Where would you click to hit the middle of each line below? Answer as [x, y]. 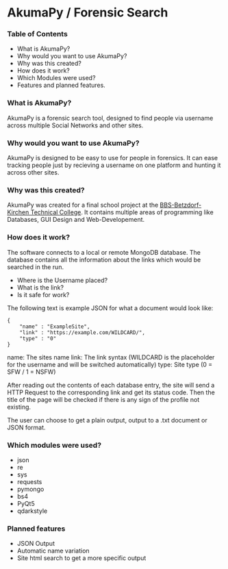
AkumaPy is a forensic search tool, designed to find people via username [110, 118]
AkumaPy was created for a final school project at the [83, 205]
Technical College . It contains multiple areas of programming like [122, 212]
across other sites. [33, 173]
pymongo [30, 489]
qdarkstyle [32, 511]
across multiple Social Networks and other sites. [75, 125]
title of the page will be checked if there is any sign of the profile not [103, 399]
